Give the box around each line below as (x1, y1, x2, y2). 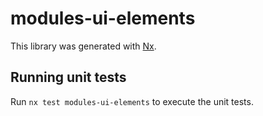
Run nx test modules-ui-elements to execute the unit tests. (10, 95, 254, 107)
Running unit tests (10, 69, 127, 86)
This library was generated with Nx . (10, 40, 157, 52)
